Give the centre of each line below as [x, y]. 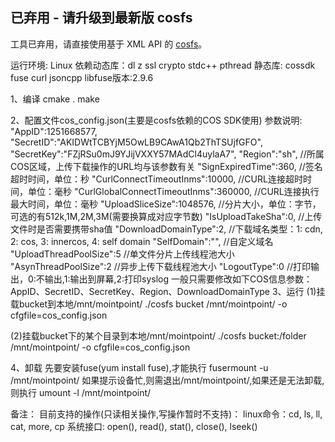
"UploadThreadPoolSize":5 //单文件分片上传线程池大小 [122, 254]
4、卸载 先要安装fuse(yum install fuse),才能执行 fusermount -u [139, 367]
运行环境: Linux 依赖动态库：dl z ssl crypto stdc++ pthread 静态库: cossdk [163, 65]
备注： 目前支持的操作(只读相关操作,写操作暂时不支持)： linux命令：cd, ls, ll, [166, 414]
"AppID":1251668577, [54, 131]
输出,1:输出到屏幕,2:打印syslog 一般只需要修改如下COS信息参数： [178, 279]
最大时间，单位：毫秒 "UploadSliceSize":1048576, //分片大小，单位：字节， [166, 204]
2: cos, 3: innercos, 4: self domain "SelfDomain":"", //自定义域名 [142, 241]
